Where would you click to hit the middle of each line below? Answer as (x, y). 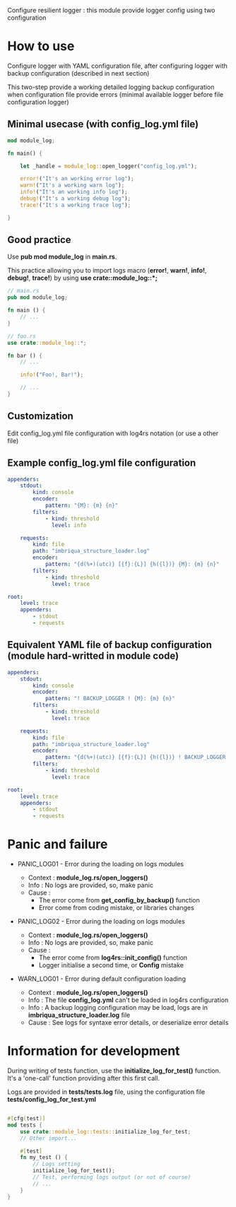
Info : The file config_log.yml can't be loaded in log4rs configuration (128, 1000)
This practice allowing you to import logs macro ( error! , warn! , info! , (107, 271)
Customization (41, 416)
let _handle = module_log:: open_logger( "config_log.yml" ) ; (109, 166)
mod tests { (25, 1125)
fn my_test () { (44, 1158)
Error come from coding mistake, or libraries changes (116, 908)
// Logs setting (57, 1164)
